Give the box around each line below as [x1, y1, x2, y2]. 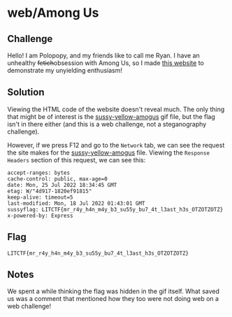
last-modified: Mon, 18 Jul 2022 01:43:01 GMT [7, 199, 145, 207]
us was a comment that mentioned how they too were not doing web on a [7, 295, 219, 303]
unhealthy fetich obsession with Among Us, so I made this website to [7, 59, 204, 67]
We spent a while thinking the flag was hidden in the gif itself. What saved [7, 287, 220, 295]
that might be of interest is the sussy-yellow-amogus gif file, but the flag [7, 112, 215, 120]
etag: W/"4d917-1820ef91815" [7, 188, 92, 195]
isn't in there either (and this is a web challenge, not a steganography [7, 120, 207, 128]
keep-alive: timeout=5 [7, 194, 73, 201]
